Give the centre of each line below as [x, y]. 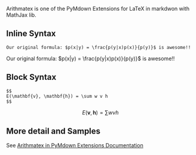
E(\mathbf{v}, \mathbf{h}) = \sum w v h [57, 96]
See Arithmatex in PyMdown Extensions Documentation [75, 145]
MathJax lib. [22, 15]
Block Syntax [31, 77]
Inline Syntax [31, 34]
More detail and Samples [53, 131]
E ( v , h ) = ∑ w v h [100, 112]
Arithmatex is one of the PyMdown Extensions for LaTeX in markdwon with [98, 9]
